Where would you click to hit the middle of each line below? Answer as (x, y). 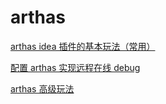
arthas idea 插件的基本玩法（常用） (83, 46)
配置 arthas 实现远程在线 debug (75, 67)
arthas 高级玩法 (42, 88)
